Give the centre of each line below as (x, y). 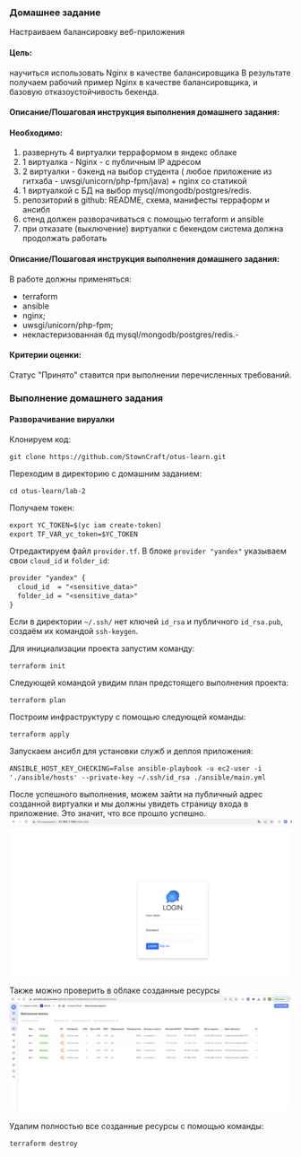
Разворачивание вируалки (62, 420)
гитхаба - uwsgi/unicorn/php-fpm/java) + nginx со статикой (135, 181)
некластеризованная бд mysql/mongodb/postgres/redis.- (130, 335)
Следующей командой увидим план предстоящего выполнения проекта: (149, 683)
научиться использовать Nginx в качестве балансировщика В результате (150, 73)
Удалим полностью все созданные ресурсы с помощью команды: (137, 1127)
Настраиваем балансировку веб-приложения (97, 32)
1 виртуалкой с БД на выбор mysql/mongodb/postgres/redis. (137, 191)
